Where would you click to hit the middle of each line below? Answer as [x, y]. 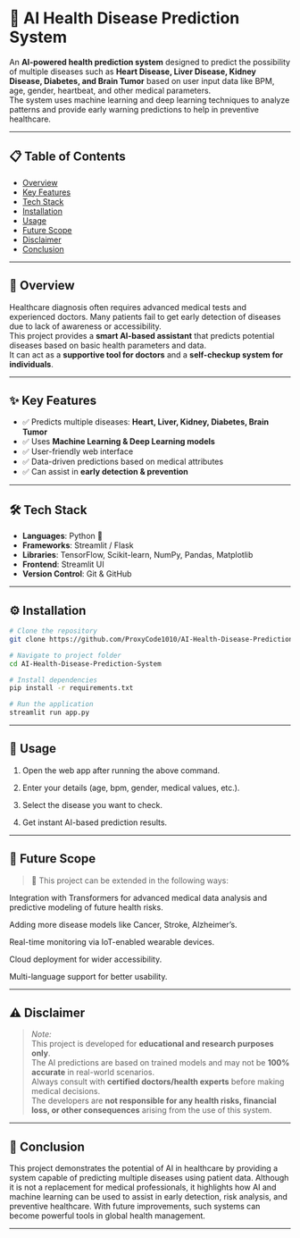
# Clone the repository [54, 631]
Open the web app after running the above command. [121, 770]
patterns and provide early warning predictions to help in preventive [134, 109]
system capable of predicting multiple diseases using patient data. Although [149, 1178]
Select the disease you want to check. [92, 804]
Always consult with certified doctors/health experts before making [158, 1082]
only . [41, 1053]
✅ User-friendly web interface [78, 451]
